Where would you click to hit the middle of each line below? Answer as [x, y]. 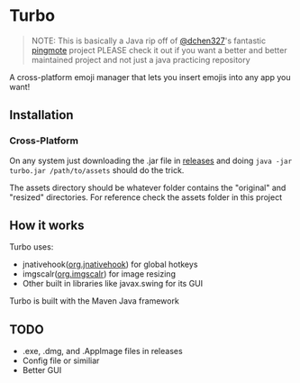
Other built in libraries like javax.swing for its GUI [113, 284]
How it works [47, 226]
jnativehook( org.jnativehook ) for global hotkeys [110, 264]
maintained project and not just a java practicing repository [141, 59]
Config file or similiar [61, 360]
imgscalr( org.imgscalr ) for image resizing [99, 274]
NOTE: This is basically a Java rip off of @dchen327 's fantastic [149, 41]
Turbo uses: [32, 247]
